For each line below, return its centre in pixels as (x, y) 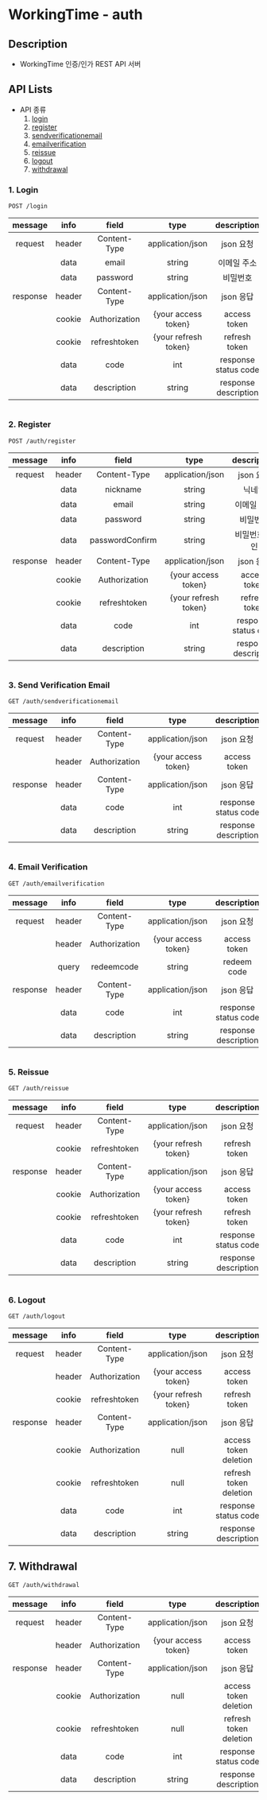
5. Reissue (29, 1072)
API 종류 (33, 110)
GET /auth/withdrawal (44, 1585)
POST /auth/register (43, 441)
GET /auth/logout (37, 1316)
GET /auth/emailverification (56, 884)
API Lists (31, 89)
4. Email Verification (48, 867)
